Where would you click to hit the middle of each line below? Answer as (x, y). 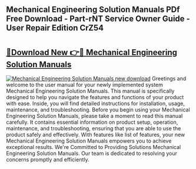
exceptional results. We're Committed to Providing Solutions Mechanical (94, 147)
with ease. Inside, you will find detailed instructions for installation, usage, (96, 103)
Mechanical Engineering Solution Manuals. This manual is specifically (90, 91)
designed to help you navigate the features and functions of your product (95, 97)
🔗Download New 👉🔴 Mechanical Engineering (92, 52)
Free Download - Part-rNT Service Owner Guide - (98, 19)
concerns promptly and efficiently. (48, 160)
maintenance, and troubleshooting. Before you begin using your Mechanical (98, 110)
